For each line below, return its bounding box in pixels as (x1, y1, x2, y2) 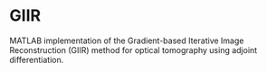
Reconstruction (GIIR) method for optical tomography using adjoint (9, 44, 258, 55)
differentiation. (9, 54, 64, 65)
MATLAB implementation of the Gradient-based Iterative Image (9, 35, 244, 46)
